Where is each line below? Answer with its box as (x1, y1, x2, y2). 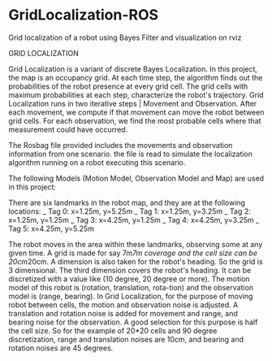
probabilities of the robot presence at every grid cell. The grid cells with (8, 81, 248, 91)
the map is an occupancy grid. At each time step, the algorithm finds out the (8, 72, 263, 82)
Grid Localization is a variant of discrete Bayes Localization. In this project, (8, 63, 258, 74)
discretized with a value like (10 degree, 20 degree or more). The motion (8, 274, 250, 284)
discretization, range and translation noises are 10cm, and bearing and (8, 334, 244, 344)
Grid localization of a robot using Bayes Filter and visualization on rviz (8, 33, 242, 42)
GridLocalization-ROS (8, 6, 159, 24)
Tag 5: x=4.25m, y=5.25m (8, 224, 95, 233)
